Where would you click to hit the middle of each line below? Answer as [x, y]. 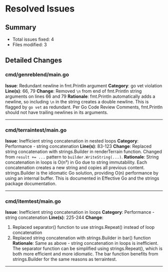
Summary [21, 27]
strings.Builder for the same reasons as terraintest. [65, 259]
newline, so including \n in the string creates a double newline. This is [77, 101]
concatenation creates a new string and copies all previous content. [75, 167]
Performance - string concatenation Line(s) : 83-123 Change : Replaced [78, 146]
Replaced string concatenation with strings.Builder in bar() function [81, 238]
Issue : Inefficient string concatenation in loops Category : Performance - [80, 212]
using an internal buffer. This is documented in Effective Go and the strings [82, 178]
